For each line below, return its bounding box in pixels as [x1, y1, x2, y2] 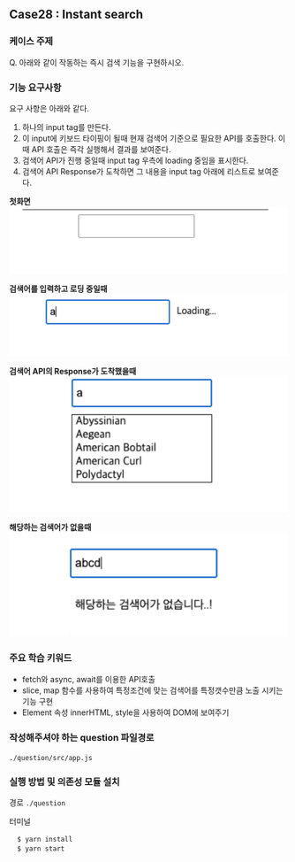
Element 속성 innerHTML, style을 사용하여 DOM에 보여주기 [21, 707, 230, 718]
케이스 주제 [9, 35, 54, 48]
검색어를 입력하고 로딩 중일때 [9, 283, 108, 294]
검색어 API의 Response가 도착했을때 [9, 366, 137, 377]
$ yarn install [17, 835, 73, 844]
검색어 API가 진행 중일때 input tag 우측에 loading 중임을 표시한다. [21, 155, 249, 165]
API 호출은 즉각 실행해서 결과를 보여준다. [31, 143, 171, 154]
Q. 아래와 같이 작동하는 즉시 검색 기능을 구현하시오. [9, 57, 185, 67]
